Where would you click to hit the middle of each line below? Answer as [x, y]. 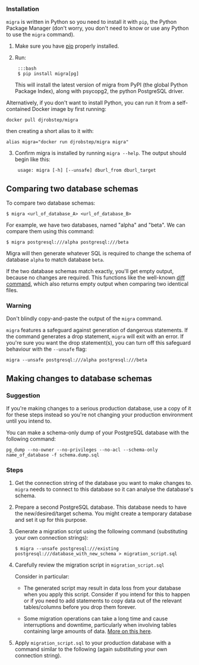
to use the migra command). [41, 35]
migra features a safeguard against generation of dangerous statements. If [97, 330]
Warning [19, 306]
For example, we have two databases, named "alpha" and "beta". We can [96, 225]
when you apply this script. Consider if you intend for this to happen [107, 595]
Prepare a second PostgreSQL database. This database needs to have [101, 507]
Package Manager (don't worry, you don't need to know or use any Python [97, 28]
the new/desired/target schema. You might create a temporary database [103, 514]
